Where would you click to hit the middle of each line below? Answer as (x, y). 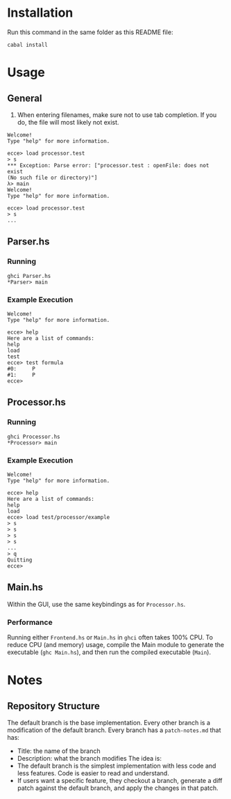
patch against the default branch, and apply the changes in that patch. (118, 788)
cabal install (28, 45)
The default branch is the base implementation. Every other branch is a (109, 723)
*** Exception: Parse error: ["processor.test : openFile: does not (108, 165)
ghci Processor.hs (34, 437)
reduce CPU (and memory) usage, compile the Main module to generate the (115, 645)
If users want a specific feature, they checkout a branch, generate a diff (120, 781)
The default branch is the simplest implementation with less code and (117, 766)
